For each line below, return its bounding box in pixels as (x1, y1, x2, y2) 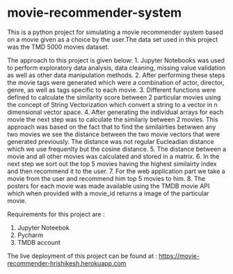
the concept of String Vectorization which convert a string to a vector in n (7, 100, 218, 108)
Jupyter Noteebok (17, 223, 70, 232)
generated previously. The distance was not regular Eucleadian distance (7, 137, 214, 145)
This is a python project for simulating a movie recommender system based (7, 28, 224, 36)
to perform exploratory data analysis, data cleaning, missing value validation (7, 63, 226, 72)
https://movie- (159, 252, 200, 260)
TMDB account (17, 238, 61, 246)
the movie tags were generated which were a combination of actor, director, (7, 78, 225, 86)
